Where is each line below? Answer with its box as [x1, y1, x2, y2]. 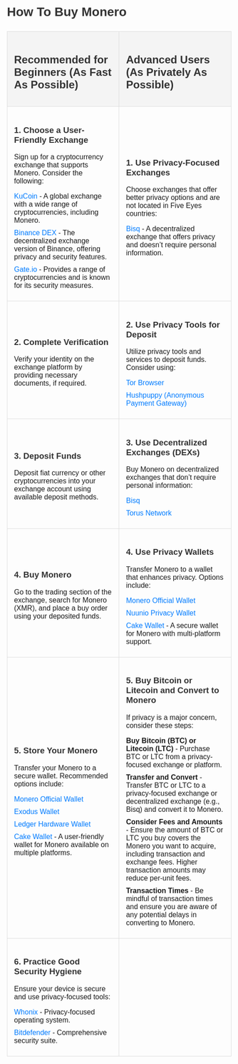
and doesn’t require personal [125, 241, 217, 249]
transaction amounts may [125, 866, 207, 875]
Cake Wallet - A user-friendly [14, 833, 104, 841]
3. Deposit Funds [14, 451, 82, 461]
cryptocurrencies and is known [14, 273, 110, 282]
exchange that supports [14, 161, 89, 169]
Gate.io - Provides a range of [14, 265, 105, 274]
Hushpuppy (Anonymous [125, 391, 205, 400]
